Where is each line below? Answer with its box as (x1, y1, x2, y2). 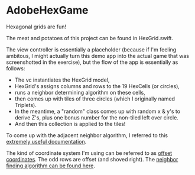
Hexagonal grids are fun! (6, 23, 67, 30)
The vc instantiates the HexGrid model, (14, 76, 110, 83)
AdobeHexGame (6, 4, 89, 17)
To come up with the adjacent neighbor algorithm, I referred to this (6, 131, 168, 139)
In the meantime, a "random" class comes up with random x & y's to (14, 108, 181, 115)
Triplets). (14, 101, 37, 108)
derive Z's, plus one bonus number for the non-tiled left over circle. (14, 114, 178, 121)
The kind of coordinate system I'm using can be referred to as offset (6, 149, 173, 157)
